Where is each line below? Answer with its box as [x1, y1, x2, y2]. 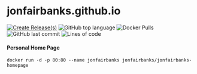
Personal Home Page [7, 44, 60, 51]
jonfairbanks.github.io [7, 4, 121, 18]
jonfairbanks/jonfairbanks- [122, 57, 192, 63]
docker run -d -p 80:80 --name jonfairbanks [7, 57, 120, 63]
